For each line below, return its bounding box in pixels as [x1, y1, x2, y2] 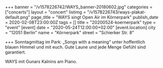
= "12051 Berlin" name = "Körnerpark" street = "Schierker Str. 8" [5, 30, 134, 35]
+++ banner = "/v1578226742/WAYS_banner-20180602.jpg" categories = [5, 4, 153, 10]
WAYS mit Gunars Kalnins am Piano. [5, 59, 77, 64]
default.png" [5, 14, 30, 20]
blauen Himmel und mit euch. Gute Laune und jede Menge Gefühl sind [5, 44, 146, 50]
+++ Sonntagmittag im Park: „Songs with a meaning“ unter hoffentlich [5, 39, 145, 45]
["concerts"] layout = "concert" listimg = [5, 9, 87, 15]
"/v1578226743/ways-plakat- [87, 9, 146, 15]
